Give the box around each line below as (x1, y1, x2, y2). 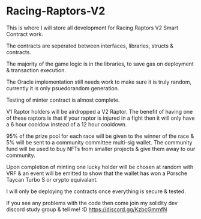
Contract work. (6, 30, 43, 37)
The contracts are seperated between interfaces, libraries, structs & (6, 42, 174, 49)
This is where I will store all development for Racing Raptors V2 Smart (6, 24, 179, 31)
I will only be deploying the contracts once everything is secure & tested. (6, 188, 186, 195)
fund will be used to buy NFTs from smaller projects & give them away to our (6, 145, 196, 152)
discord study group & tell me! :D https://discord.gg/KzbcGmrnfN (6, 206, 167, 213)
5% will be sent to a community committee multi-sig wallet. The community (6, 138, 193, 146)
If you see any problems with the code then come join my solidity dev (6, 199, 178, 206)
